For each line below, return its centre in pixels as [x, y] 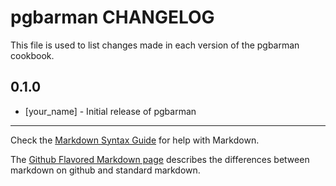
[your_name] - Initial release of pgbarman [110, 111]
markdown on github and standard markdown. [105, 170]
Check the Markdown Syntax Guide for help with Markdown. [135, 140]
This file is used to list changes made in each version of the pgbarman [155, 45]
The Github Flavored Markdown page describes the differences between [160, 159]
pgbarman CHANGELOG [112, 17]
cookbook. [32, 55]
